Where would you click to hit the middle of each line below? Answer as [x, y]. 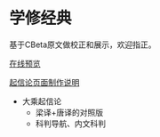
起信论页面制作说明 [44, 82]
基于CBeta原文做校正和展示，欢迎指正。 [83, 44]
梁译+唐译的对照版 [69, 112]
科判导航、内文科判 [71, 123]
